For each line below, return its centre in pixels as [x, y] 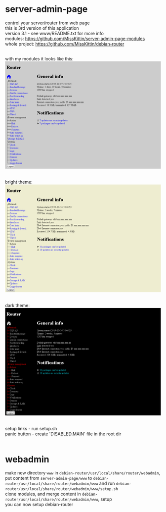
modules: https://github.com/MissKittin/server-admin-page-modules [75, 39]
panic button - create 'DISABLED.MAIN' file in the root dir [63, 434]
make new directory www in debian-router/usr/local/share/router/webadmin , [83, 473]
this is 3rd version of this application [42, 28]
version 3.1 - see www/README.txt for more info [54, 33]
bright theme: [19, 182]
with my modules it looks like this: [39, 58]
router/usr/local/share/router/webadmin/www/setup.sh [62, 489]
